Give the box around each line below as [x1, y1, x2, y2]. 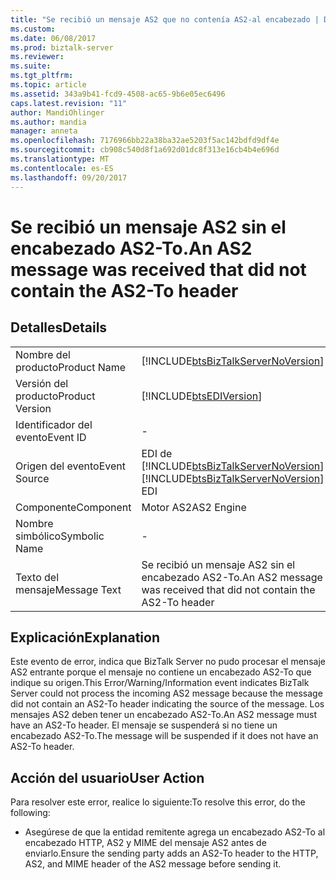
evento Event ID [15, 430, 87, 444]
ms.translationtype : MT [10, 154, 110, 164]
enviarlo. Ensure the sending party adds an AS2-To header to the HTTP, [24, 847, 319, 860]
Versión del [15, 376, 69, 390]
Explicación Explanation [10, 629, 160, 646]
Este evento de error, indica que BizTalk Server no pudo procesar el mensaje [10, 656, 326, 668]
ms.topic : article [10, 80, 87, 90]
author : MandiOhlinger [10, 107, 105, 118]
